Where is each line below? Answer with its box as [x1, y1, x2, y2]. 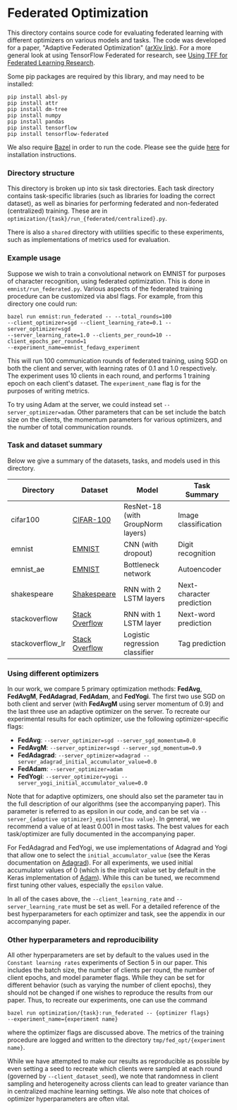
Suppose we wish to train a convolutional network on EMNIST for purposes [7, 269, 226, 277]
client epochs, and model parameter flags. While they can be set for [7, 973, 205, 982]
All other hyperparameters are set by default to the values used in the [7, 951, 209, 959]
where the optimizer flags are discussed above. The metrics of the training [7, 1028, 224, 1037]
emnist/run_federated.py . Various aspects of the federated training [7, 284, 202, 293]
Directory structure [7, 168, 75, 178]
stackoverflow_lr [11, 638, 66, 648]
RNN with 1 [123, 609, 162, 619]
